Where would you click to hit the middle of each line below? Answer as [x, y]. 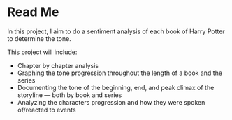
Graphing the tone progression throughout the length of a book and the [119, 73]
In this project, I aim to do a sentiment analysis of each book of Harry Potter [116, 31]
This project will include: [42, 52]
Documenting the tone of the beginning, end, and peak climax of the [116, 87]
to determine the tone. [39, 38]
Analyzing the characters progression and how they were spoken [111, 102]
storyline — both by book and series [70, 95]
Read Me [33, 12]
